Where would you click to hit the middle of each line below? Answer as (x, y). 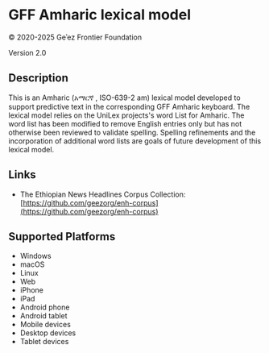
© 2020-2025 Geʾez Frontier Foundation (75, 37)
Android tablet (43, 316)
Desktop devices (48, 333)
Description (38, 78)
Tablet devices (44, 342)
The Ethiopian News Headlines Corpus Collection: (103, 194)
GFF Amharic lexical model (100, 15)
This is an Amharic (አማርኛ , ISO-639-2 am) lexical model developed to (124, 98)
